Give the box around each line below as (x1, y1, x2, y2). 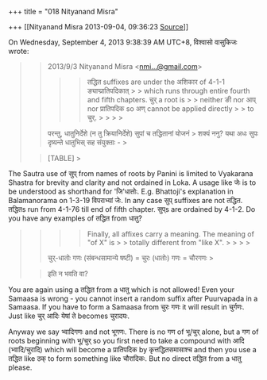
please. (8, 363, 33, 372)
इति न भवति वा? (47, 269, 89, 278)
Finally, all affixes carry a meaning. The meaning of (87, 229, 254, 239)
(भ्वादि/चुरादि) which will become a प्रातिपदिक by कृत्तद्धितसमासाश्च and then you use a (8, 345, 257, 354)
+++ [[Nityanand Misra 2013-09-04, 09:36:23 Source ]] (8, 22, 189, 31)
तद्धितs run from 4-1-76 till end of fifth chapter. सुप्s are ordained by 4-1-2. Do (8, 205, 256, 213)
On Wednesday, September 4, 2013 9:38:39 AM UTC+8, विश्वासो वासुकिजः (8, 37, 238, 47)
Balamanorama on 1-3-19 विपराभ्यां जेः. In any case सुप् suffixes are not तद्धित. (8, 196, 243, 205)
